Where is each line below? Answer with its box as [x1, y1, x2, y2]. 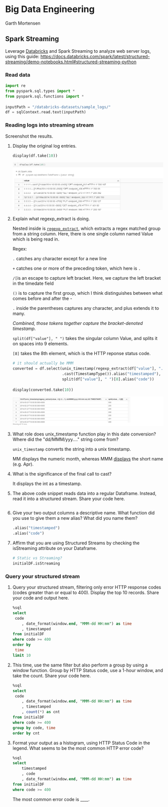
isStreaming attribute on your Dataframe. [12, 545, 97, 551]
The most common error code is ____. [12, 796, 90, 802]
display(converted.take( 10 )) [12, 387, 74, 392]
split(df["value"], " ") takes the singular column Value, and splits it [12, 335, 158, 341]
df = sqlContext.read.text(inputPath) [5, 109, 86, 115]
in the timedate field [12, 280, 54, 287]
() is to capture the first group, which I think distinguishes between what [12, 290, 163, 296]
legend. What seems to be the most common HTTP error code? [12, 745, 144, 751]
